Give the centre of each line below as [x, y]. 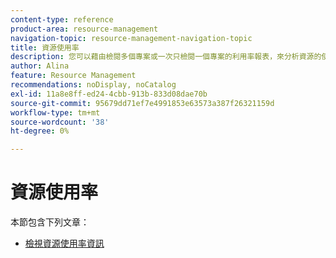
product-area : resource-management [84, 29]
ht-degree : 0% [40, 131]
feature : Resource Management [73, 76]
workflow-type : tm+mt [55, 112]
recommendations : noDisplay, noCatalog [93, 85]
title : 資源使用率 [45, 47]
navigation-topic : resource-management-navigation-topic [131, 38]
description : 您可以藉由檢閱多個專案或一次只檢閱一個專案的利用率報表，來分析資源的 [166, 57]
